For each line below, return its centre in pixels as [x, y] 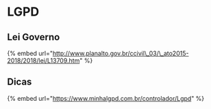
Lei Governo [34, 37]
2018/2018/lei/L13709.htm [44, 61]
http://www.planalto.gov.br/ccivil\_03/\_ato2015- [121, 53]
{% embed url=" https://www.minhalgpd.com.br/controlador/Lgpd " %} [106, 98]
